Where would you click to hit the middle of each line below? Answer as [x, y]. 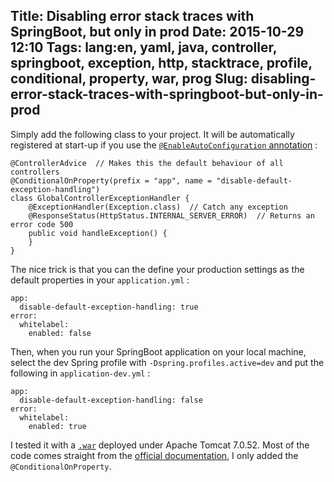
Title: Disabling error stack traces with [132, 16]
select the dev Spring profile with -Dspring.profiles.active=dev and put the [167, 362]
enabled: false [60, 333]
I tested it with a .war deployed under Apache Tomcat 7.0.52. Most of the [160, 445]
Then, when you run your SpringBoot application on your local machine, [158, 351]
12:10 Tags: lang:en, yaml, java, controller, [144, 47]
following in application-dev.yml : [80, 373]
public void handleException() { [98, 233]
